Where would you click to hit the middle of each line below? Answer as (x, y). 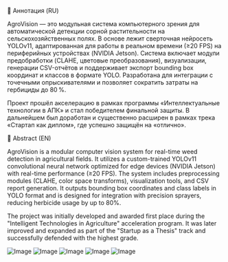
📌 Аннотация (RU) (33, 11)
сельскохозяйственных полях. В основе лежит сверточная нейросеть (110, 39)
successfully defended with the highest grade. (73, 238)
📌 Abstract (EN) (29, 138)
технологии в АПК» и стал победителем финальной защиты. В (99, 110)
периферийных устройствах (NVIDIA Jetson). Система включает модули (113, 53)
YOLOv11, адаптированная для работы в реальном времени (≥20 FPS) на (114, 46)
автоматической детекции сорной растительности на (86, 31)
